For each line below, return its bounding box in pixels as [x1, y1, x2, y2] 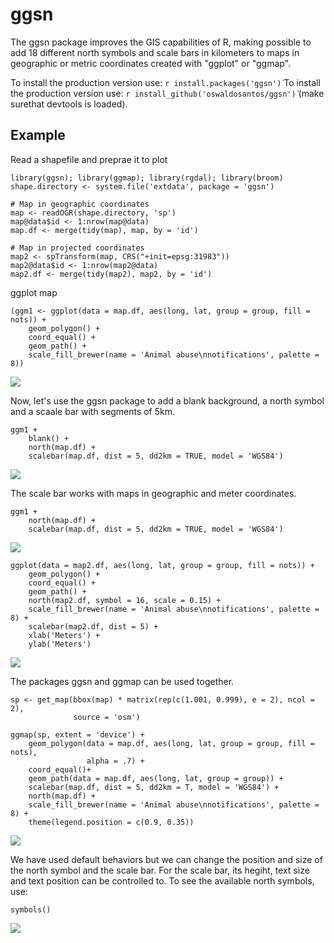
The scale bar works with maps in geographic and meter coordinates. [10, 487, 297, 499]
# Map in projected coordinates [10, 243, 145, 253]
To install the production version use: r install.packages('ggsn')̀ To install [10, 76, 321, 88]
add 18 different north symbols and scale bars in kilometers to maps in [10, 46, 300, 58]
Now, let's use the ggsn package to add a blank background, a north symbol [10, 394, 325, 407]
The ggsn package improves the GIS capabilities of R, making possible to [10, 36, 312, 48]
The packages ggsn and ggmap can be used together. [10, 675, 235, 687]
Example [10, 127, 66, 144]
